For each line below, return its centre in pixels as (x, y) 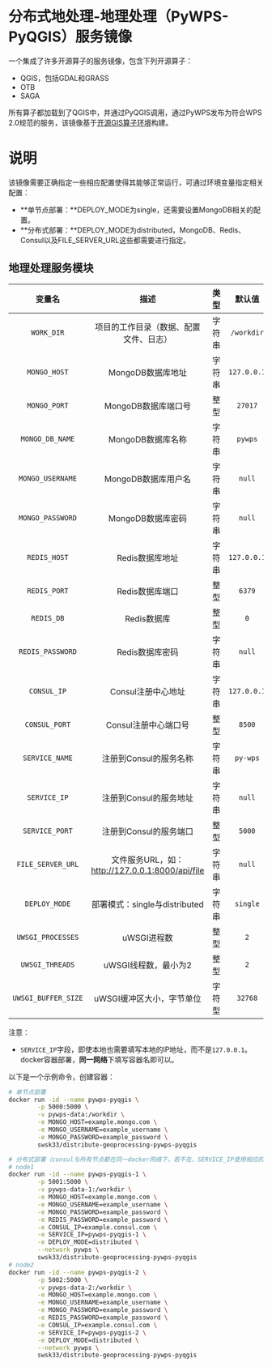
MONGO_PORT (48, 405)
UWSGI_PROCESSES (48, 937)
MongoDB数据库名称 (148, 439)
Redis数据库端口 (148, 591)
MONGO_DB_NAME (48, 439)
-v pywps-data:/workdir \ (81, 1115)
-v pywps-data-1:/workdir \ (85, 1190)
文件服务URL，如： (148, 860)
